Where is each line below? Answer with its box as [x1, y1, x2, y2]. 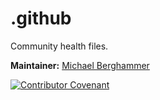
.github [10, 7, 72, 30]
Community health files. [10, 40, 109, 52]
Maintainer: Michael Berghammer [10, 59, 150, 71]
